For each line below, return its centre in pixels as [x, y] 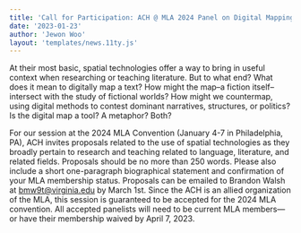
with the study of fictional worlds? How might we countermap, [158, 97]
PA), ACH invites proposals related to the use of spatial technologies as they [150, 142]
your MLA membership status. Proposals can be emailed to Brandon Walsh [147, 181]
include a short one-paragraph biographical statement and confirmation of [147, 171]
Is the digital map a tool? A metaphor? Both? [90, 116]
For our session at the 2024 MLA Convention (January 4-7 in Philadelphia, [146, 133]
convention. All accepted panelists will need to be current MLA [125, 209]
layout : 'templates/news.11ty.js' [74, 43]
